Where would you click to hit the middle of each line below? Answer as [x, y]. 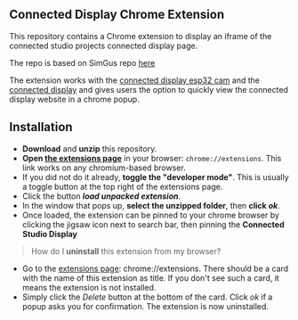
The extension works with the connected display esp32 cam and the [135, 80]
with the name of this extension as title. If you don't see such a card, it [151, 278]
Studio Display [50, 234]
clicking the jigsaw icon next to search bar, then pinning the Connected [153, 224]
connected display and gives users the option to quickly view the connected [149, 89]
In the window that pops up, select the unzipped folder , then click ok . [151, 205]
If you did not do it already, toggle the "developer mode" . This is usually [155, 176]
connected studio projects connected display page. [104, 45]
